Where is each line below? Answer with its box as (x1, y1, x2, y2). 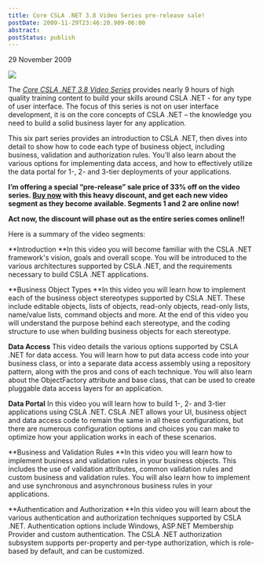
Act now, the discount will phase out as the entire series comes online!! (8, 214, 246, 224)
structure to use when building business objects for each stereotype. (8, 327, 232, 337)
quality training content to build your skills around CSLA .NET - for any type (8, 94, 252, 103)
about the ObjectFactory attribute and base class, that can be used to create (8, 375, 255, 385)
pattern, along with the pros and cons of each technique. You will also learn (8, 367, 253, 377)
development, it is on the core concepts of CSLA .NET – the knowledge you (8, 110, 252, 120)
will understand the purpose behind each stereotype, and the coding (8, 318, 230, 328)
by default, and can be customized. (30, 546, 144, 556)
